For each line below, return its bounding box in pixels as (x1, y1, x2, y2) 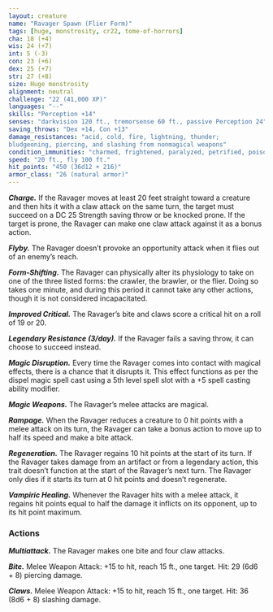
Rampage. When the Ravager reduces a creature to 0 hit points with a (8, 415, 244, 425)
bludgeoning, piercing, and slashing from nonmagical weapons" (8, 140, 227, 149)
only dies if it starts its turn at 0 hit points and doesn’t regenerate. (8, 475, 227, 484)
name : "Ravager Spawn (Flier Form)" (8, 20, 132, 28)
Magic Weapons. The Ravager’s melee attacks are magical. (8, 400, 209, 409)
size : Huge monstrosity (8, 80, 89, 88)
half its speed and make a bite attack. (8, 432, 134, 442)
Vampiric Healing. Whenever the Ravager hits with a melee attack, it (8, 490, 239, 500)
